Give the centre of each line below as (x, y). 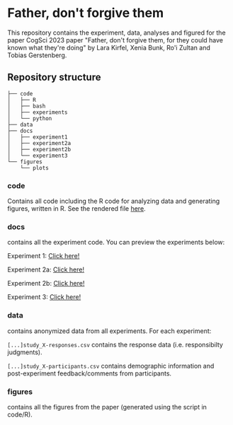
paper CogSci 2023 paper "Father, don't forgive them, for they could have (115, 40)
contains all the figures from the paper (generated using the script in (107, 407)
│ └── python (30, 118)
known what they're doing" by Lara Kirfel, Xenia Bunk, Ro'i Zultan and (109, 47)
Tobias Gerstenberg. (37, 55)
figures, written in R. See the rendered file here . (77, 209)
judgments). (25, 352)
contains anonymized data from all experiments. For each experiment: (109, 331)
